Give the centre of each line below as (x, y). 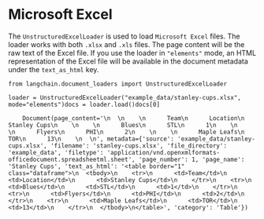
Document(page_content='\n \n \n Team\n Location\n (134, 118)
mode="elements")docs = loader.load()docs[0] (84, 104)
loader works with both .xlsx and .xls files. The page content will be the (126, 44)
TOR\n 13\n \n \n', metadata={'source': (91, 139)
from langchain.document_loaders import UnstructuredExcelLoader (117, 84)
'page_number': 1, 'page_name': (191, 159)
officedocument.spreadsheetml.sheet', (72, 159)
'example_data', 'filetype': (56, 152)
